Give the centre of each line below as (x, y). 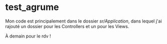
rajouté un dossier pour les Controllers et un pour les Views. (67, 26)
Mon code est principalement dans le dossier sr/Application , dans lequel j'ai (83, 21)
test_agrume (32, 7)
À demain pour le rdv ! (28, 36)
